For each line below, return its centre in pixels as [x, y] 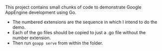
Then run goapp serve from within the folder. [58, 43]
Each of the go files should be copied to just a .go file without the [79, 32]
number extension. [32, 38]
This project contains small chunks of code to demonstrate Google [73, 7]
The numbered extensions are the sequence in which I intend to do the [85, 22]
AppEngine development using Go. [41, 12]
